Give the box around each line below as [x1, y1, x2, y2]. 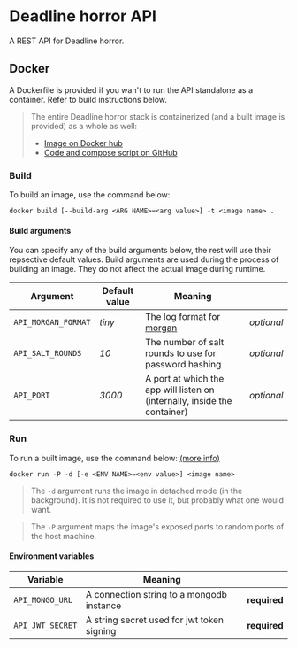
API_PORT [13, 390, 50, 400]
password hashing [144, 359, 222, 371]
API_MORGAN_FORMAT [13, 317, 91, 328]
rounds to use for [144, 347, 217, 359]
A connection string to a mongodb [85, 588, 228, 600]
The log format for [144, 311, 221, 323]
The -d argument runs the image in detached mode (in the [30, 485, 243, 496]
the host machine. [30, 530, 97, 541]
